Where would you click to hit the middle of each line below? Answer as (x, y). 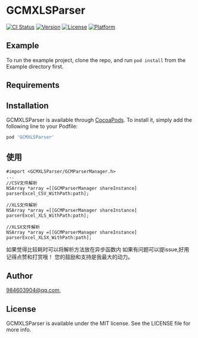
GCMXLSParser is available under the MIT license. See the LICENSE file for (98, 324)
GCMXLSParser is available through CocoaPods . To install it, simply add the (99, 119)
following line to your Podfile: (42, 126)
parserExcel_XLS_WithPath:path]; (48, 216)
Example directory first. (35, 66)
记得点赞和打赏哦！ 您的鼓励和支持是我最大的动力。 (69, 257)
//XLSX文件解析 (23, 227)
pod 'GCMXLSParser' (30, 137)
